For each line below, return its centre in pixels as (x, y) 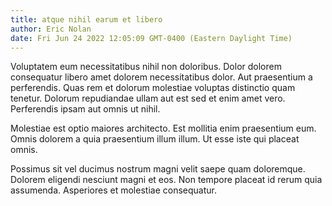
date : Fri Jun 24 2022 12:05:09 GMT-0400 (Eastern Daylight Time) (151, 38)
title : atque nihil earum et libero (86, 19)
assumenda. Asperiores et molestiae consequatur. (113, 190)
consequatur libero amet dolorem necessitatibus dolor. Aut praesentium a (161, 77)
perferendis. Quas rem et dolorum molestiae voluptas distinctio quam (153, 88)
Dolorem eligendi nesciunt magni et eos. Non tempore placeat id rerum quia (166, 180)
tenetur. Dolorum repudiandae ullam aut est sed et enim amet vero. (148, 98)
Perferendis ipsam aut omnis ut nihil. (85, 109)
